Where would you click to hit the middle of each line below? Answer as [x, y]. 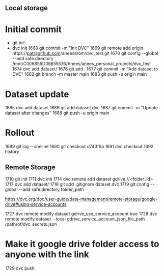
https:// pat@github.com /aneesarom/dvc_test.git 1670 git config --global [85, 53]
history [12, 152]
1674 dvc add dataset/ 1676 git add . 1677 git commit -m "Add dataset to [85, 69]
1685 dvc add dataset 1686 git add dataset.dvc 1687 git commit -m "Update [82, 108]
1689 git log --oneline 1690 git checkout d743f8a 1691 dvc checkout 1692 [79, 147]
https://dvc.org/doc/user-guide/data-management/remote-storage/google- [82, 199]
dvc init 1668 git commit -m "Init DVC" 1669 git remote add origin [78, 48]
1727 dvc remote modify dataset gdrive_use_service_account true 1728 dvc [81, 214]
